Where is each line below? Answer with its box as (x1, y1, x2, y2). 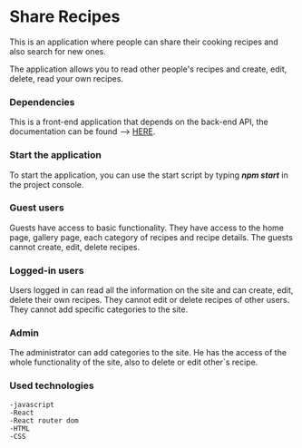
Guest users (9, 201, 65, 214)
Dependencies (9, 95, 75, 108)
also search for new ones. (9, 45, 106, 56)
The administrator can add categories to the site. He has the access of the (9, 347, 287, 358)
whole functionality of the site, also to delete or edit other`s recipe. (9, 356, 258, 368)
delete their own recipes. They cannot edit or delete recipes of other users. (9, 295, 290, 306)
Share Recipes (9, 6, 121, 27)
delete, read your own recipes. (9, 73, 124, 83)
